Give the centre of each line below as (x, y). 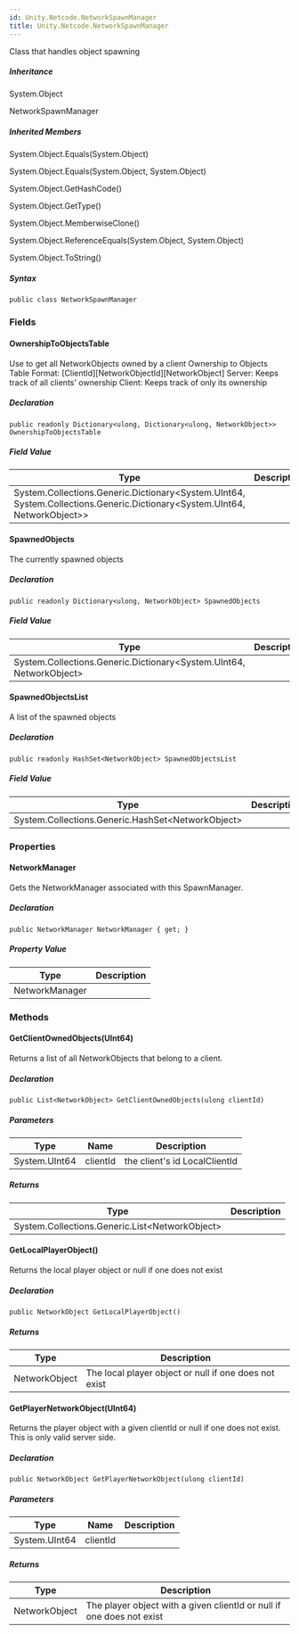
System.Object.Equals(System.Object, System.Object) (108, 171)
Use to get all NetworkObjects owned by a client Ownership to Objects (139, 363)
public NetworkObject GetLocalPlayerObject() (95, 1312)
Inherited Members (45, 132)
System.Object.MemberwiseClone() (75, 223)
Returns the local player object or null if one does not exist (116, 1270)
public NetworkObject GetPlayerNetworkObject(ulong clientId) (127, 1480)
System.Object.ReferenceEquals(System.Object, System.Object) (127, 241)
